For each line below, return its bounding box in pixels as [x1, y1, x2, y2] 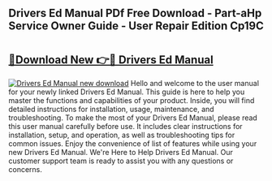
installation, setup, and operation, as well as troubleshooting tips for [8, 130, 235, 140]
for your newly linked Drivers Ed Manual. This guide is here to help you [8, 87, 245, 97]
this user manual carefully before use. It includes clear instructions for [8, 122, 243, 131]
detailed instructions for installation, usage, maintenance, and [8, 105, 214, 114]
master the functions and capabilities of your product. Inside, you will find [8, 96, 255, 105]
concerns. [8, 165, 43, 174]
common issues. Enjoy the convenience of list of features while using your [8, 139, 257, 149]
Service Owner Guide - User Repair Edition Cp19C [8, 19, 264, 33]
